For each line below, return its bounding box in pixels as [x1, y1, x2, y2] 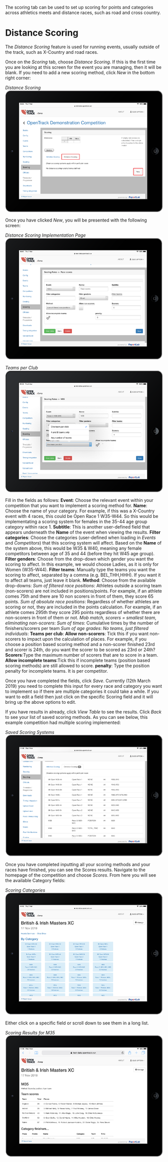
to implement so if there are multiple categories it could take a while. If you [5, 688, 159, 695]
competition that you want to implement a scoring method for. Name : [5, 502, 147, 509]
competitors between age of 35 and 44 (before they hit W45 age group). [5, 551, 155, 557]
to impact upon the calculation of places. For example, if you [21, 636, 146, 642]
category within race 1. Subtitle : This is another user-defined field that [5, 524, 150, 530]
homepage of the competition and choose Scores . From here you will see [5, 872, 156, 878]
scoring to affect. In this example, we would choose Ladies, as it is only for [5, 561, 159, 567]
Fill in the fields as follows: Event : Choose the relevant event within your [5, 497, 153, 503]
